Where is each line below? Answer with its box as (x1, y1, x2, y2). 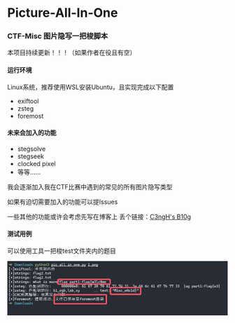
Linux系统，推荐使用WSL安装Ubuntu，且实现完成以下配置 (7, 83, 174, 91)
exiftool (17, 97, 40, 105)
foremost (17, 111, 44, 120)
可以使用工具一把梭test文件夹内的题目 (7, 247, 117, 255)
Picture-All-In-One (7, 5, 118, 21)
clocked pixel (17, 159, 56, 167)
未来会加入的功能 (7, 128, 57, 137)
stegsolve (17, 144, 46, 153)
